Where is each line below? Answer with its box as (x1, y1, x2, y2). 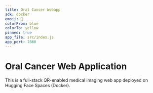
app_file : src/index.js (5, 35, 54, 40)
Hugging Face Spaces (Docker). (5, 82, 71, 88)
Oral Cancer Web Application (5, 60, 127, 72)
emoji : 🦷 (5, 16, 23, 21)
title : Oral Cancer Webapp (5, 7, 61, 12)
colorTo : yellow (5, 26, 38, 31)
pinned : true (5, 30, 32, 35)
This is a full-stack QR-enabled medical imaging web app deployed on (5, 77, 148, 83)
